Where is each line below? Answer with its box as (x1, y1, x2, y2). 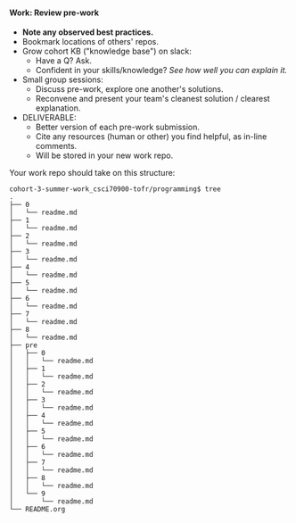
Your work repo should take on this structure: (9, 168, 176, 178)
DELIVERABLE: (21, 112, 78, 123)
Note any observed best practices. (21, 27, 154, 37)
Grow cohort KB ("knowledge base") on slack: (21, 46, 192, 57)
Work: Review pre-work (9, 7, 100, 18)
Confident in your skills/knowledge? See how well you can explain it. (35, 65, 288, 76)
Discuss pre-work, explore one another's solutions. (35, 84, 225, 95)
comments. (35, 141, 78, 152)
